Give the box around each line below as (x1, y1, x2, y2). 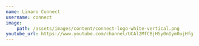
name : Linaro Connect (5, 8, 61, 15)
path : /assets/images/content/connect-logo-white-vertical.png (16, 25, 180, 32)
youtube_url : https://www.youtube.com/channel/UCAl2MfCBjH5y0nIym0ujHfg (5, 31, 194, 37)
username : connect (5, 14, 52, 20)
